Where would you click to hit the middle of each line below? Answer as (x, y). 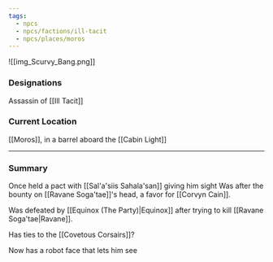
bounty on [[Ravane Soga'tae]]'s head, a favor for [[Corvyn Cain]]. (120, 194)
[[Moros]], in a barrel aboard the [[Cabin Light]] (88, 139)
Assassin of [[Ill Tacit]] (46, 100)
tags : (17, 16)
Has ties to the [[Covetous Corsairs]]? (72, 235)
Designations (35, 83)
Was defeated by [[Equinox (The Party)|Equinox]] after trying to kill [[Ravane (136, 210)
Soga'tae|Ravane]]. (41, 219)
